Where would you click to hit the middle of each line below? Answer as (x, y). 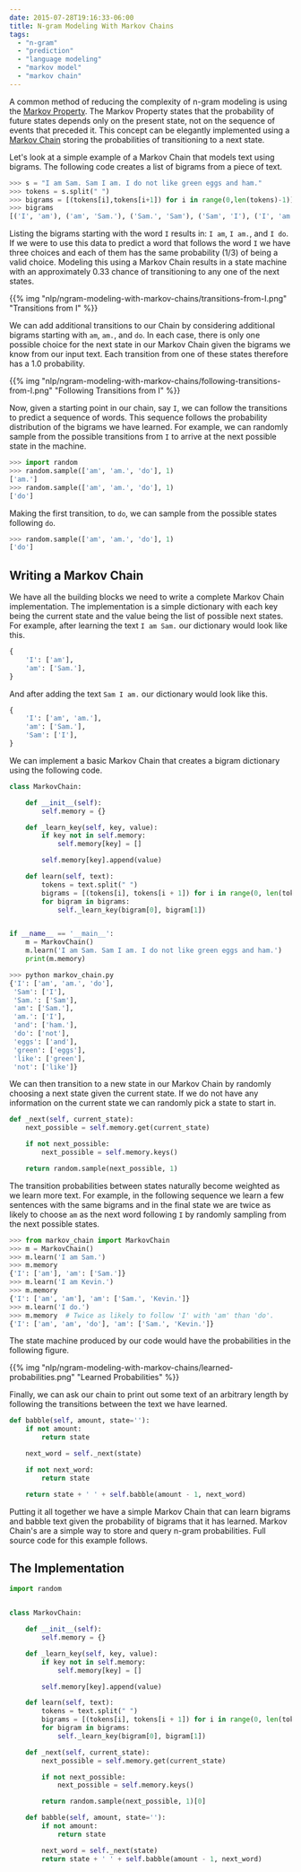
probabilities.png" (42, 1378)
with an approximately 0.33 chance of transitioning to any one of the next (145, 272)
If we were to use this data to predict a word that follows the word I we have (150, 243)
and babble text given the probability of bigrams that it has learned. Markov (149, 1521)
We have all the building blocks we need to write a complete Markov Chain (147, 597)
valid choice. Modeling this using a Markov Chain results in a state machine (148, 262)
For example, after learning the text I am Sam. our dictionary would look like (149, 625)
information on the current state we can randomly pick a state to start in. (143, 1103)
